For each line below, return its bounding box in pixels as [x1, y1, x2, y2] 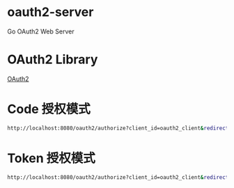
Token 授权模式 [7, 150, 96, 166]
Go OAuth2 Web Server [7, 27, 75, 36]
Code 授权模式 [7, 102, 91, 117]
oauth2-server [7, 4, 94, 20]
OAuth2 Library [7, 52, 98, 68]
